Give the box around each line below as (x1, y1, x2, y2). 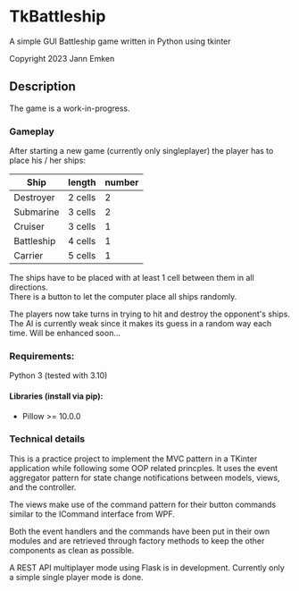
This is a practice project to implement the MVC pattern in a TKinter (9, 453, 258, 464)
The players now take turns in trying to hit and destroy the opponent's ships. (9, 308, 290, 319)
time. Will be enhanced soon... (9, 328, 121, 339)
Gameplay (9, 125, 55, 138)
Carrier (13, 249, 44, 262)
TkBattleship (9, 6, 106, 27)
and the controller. (9, 481, 77, 493)
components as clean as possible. (9, 545, 135, 555)
